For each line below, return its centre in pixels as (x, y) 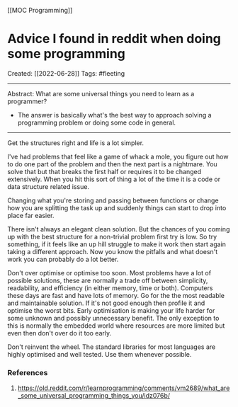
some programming (67, 54)
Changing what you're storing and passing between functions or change (113, 200)
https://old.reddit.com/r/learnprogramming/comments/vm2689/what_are (124, 388)
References (28, 372)
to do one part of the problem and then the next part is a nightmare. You (112, 164)
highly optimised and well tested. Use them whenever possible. (100, 354)
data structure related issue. (49, 186)
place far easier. (31, 215)
